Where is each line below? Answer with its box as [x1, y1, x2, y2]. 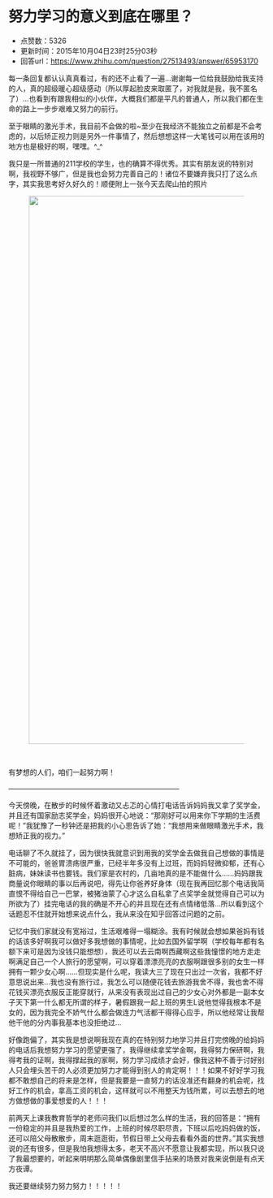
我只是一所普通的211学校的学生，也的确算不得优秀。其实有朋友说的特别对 [8, 158, 253, 168]
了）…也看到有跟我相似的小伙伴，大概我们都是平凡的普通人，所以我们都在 [8, 93, 258, 103]
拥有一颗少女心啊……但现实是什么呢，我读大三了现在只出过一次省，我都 [8, 967, 249, 976]
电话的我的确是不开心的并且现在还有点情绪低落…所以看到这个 [58, 898, 264, 908]
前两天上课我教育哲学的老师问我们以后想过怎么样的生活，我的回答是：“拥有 [8, 1113, 262, 1122]
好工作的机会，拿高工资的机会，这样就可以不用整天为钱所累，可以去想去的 [8, 1085, 258, 1095]
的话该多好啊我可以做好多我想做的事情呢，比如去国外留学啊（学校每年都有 [8, 936, 258, 946]
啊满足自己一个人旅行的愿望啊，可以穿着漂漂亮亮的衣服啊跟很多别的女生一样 [8, 956, 265, 967]
